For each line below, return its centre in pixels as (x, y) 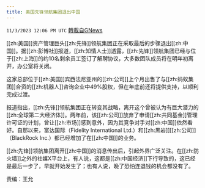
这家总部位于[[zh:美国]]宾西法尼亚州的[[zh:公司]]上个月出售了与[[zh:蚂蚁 (97, 79)
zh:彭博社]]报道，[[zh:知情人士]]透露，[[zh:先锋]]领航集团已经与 (110, 51)
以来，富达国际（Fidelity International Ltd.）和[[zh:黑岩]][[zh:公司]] (112, 130)
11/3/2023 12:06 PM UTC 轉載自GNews (54, 30)
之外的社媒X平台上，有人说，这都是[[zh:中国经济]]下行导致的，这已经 (108, 158)
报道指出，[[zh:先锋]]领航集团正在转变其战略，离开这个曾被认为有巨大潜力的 (102, 107)
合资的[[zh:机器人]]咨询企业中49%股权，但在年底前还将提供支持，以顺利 (107, 87)
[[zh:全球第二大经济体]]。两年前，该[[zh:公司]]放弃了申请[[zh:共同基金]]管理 (102, 115)
